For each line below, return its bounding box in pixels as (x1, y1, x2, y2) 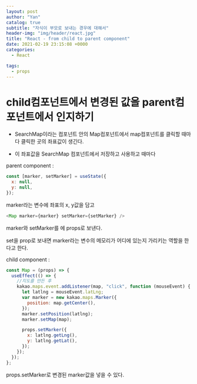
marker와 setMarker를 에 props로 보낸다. (6, 224, 103, 231)
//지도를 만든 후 (16, 278, 52, 284)
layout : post (6, 8, 38, 15)
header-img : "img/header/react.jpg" (6, 31, 96, 36)
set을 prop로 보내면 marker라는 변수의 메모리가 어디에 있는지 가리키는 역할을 (6, 237, 183, 244)
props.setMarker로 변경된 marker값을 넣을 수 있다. (6, 371, 125, 378)
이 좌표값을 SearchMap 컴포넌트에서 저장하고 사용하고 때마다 (14, 150, 156, 157)
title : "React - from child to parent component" (6, 36, 131, 42)
